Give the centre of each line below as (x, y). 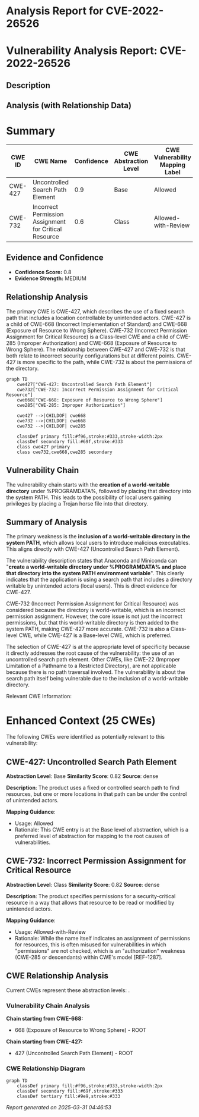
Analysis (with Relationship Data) (69, 106)
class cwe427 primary (43, 447)
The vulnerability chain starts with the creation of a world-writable (88, 484)
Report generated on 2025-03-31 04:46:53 (59, 1107)
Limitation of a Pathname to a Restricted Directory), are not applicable (91, 666)
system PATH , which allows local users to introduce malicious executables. (98, 543)
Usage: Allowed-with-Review (50, 931)
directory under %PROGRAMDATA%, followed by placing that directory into (99, 491)
